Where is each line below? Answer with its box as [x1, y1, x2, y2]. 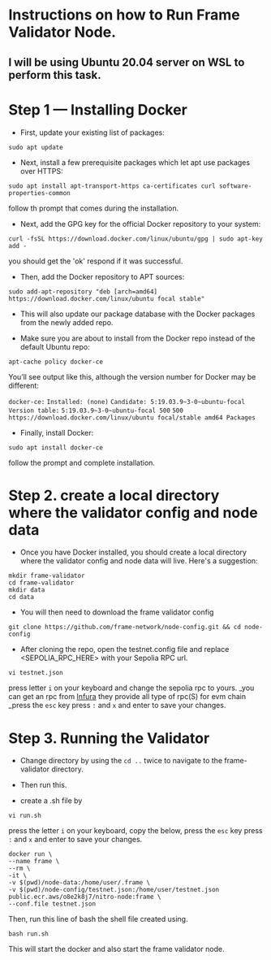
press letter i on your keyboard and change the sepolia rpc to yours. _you [8, 683, 255, 693]
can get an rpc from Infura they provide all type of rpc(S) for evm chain [8, 692, 246, 702]
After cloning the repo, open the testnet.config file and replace [19, 645, 230, 654]
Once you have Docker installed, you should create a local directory [19, 547, 247, 558]
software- [218, 181, 252, 190]
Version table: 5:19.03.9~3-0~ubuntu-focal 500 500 [8, 406, 184, 415]
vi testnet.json [8, 669, 63, 677]
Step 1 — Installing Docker [8, 100, 188, 119]
